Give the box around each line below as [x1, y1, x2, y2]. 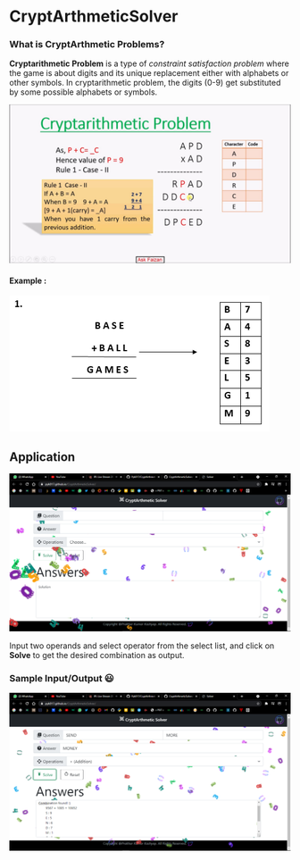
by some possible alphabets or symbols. [9, 87, 158, 97]
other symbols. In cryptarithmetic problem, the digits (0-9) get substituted [9, 78, 281, 88]
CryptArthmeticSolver [9, 6, 179, 27]
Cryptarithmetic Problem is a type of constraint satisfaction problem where [9, 58, 290, 69]
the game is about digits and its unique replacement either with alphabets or [9, 68, 289, 79]
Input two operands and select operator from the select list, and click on [9, 640, 275, 651]
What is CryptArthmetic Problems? [9, 38, 165, 51]
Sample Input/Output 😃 [9, 672, 114, 684]
